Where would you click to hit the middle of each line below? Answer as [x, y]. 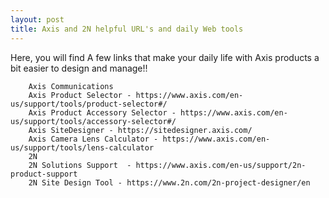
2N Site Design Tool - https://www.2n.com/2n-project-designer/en [169, 182]
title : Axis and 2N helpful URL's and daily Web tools [127, 29]
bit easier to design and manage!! [79, 68]
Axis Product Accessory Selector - [102, 112]
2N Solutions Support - [80, 165]
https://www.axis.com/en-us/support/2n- [221, 165]
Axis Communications [71, 86]
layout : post [37, 19]
